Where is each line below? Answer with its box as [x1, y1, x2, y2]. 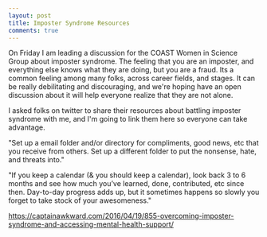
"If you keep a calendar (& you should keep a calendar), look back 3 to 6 [8, 170, 246, 180]
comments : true [8, 26, 59, 34]
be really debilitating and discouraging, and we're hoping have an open [8, 82, 241, 91]
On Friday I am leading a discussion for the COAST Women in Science [8, 49, 238, 58]
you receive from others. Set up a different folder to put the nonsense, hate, [8, 146, 257, 156]
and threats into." [8, 155, 65, 165]
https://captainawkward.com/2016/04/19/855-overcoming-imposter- [8, 212, 234, 221]
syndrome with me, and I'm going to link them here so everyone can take [8, 115, 248, 124]
